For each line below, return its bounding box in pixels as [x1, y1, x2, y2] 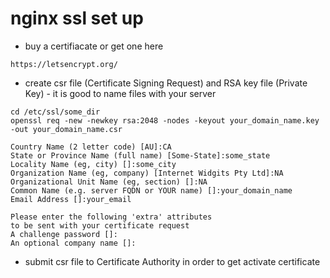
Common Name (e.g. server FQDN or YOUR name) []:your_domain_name [10, 185, 293, 196]
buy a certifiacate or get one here [24, 40, 164, 52]
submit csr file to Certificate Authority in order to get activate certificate [24, 255, 321, 267]
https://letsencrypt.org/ [10, 59, 118, 69]
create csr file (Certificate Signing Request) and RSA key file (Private [24, 77, 308, 89]
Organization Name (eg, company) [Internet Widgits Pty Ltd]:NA [10, 168, 284, 178]
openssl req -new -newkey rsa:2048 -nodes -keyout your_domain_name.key [10, 115, 320, 126]
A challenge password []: [10, 229, 118, 239]
